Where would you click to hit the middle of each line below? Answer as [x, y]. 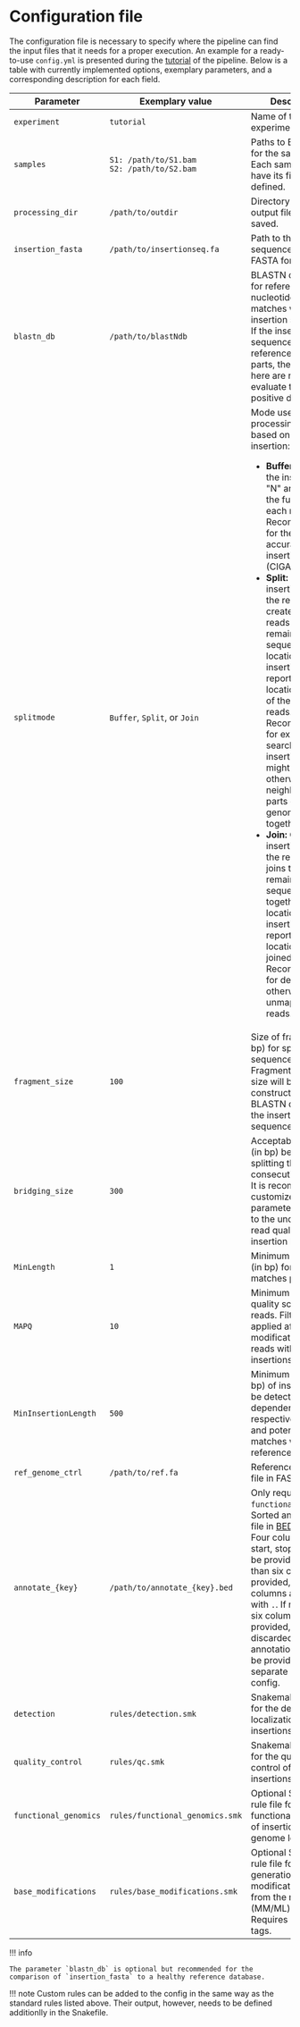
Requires [269, 1919]
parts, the [271, 364]
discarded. [273, 1637]
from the [269, 1897]
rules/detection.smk [153, 1714]
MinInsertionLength [55, 1413]
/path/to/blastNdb [148, 336]
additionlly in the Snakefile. [59, 2012]
